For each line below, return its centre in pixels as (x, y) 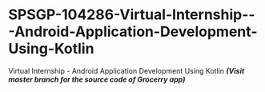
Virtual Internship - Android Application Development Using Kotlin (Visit (126, 70)
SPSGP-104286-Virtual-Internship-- (132, 15)
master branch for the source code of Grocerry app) (97, 79)
